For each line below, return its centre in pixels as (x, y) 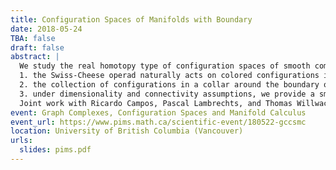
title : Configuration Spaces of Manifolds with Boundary (131, 19)
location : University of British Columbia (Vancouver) (127, 131)
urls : (21, 141)
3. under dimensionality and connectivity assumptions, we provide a (167, 94)
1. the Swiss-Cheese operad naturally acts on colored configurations (169, 76)
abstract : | (35, 57)
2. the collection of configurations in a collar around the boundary (169, 85)
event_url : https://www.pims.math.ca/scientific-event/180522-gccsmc (158, 122)
